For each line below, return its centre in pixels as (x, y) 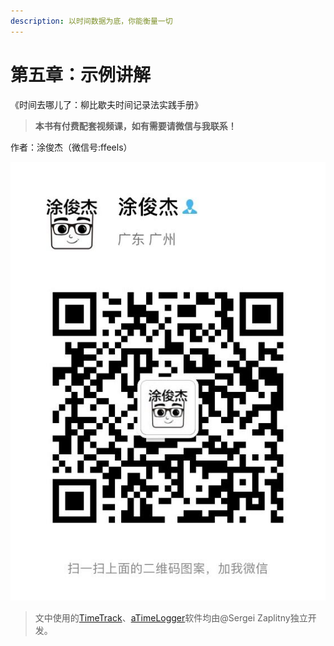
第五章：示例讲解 (81, 74)
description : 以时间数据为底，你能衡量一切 (91, 21)
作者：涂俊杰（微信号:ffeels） (71, 147)
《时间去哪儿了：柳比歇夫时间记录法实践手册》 (106, 104)
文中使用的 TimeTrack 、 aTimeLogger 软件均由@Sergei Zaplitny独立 (171, 617)
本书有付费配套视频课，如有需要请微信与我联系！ (135, 126)
